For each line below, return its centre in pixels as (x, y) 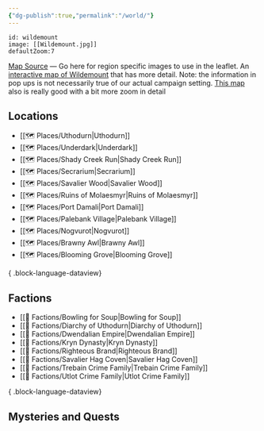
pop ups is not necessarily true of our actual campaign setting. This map (127, 83)
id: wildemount (33, 37)
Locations (33, 116)
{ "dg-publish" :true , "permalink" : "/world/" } (81, 15)
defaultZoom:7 (32, 51)
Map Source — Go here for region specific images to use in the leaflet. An (129, 66)
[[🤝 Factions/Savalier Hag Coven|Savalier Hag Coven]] (109, 360)
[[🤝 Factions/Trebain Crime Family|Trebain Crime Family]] (114, 368)
